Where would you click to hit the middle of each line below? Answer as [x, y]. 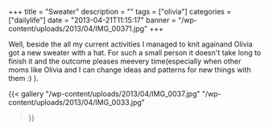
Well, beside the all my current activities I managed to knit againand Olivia [130, 44]
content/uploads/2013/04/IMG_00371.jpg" [78, 28]
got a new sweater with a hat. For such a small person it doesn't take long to [135, 53]
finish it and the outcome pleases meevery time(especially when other [125, 61]
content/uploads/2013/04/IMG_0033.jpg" [77, 102]
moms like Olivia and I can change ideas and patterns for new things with [130, 70]
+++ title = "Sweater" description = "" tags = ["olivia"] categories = [120, 12]
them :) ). [23, 78]
